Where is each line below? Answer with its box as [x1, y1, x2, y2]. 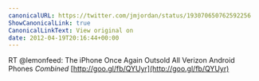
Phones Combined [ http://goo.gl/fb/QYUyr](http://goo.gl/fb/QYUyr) [8, 64, 230, 74]
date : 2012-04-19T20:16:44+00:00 [8, 33, 120, 42]
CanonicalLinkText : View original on [8, 26, 134, 34]
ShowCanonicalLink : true [8, 19, 91, 27]
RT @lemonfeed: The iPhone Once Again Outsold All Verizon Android [8, 56, 235, 65]
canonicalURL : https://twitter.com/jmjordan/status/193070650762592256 [8, 11, 251, 20]
